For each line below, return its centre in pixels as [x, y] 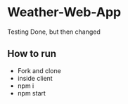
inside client [35, 78]
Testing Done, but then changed [54, 32]
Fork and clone [39, 70]
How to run [32, 54]
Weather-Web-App [64, 12]
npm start [31, 93]
